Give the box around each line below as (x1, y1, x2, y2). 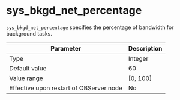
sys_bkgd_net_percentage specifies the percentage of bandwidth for (6, 23, 174, 31)
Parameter (50, 44, 82, 52)
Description (128, 44, 163, 52)
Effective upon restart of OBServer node (9, 84, 123, 92)
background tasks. (6, 30, 53, 37)
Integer (128, 54, 149, 63)
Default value (9, 64, 47, 72)
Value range (9, 73, 43, 82)
